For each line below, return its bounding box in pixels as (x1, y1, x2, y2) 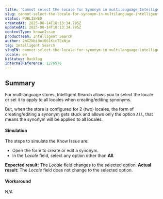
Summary (5, 79, 35, 87)
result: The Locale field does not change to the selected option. (5, 167, 133, 173)
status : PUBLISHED (5, 16, 42, 21)
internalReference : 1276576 (5, 61, 62, 66)
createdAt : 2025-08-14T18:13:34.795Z (5, 20, 81, 26)
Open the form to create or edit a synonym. (12, 148, 98, 154)
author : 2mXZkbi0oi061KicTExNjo (5, 39, 70, 43)
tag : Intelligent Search (5, 43, 55, 48)
